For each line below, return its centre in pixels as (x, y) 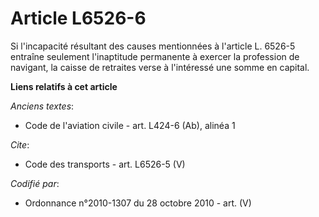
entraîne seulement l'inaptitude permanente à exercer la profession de (155, 56)
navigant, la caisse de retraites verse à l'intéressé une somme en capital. (160, 67)
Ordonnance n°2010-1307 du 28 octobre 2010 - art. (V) (138, 203)
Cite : (20, 144)
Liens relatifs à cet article (64, 86)
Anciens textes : (42, 106)
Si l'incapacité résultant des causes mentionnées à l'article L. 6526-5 (153, 46)
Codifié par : (35, 183)
